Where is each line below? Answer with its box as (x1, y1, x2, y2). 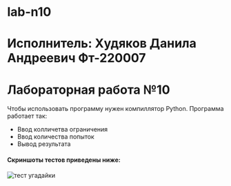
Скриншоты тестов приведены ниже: (7, 156, 121, 164)
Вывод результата (17, 140, 71, 148)
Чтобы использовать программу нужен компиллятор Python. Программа (7, 105, 224, 113)
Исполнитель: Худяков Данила (7, 36, 197, 52)
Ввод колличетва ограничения (17, 125, 108, 134)
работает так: (7, 112, 48, 121)
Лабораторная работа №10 (7, 82, 170, 97)
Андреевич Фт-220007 (7, 50, 146, 66)
